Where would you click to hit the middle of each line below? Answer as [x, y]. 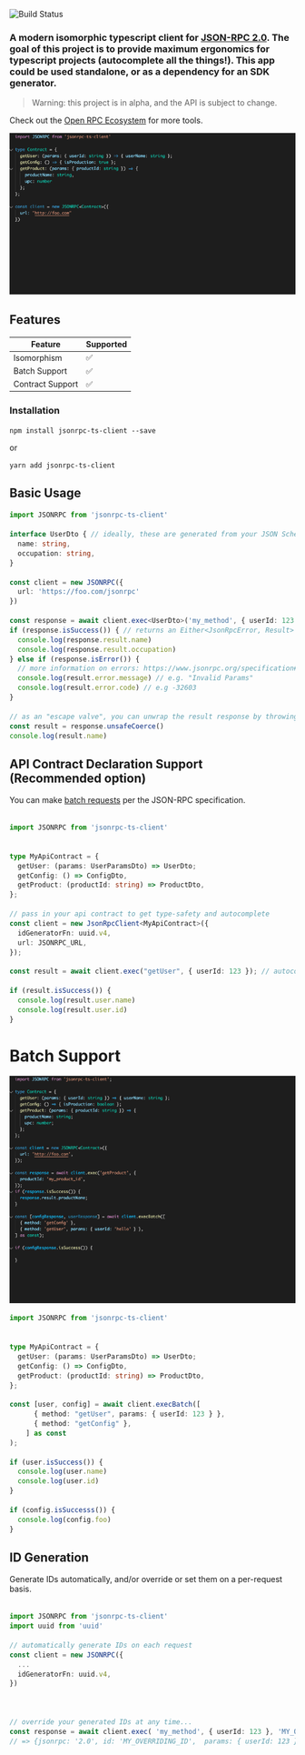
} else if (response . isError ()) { [75, 659]
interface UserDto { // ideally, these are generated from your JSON [144, 535]
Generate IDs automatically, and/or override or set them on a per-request [146, 1579]
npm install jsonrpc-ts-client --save [83, 431]
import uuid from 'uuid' [56, 1626]
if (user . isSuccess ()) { [56, 1462]
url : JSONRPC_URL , [53, 943]
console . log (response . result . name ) [85, 640]
